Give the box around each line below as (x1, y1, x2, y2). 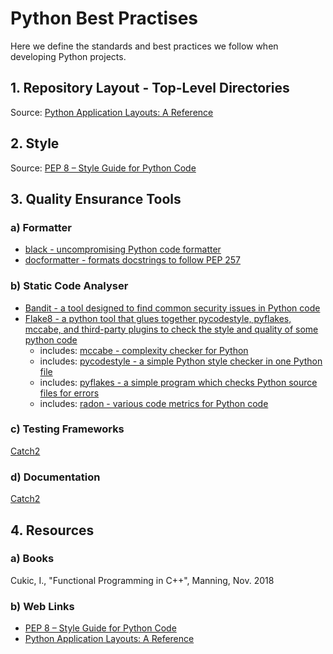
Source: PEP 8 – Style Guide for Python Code (10, 162, 197, 174)
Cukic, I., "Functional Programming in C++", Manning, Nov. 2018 (10, 574, 275, 586)
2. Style (10, 135, 60, 152)
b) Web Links (10, 599, 75, 613)
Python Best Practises (10, 7, 199, 30)
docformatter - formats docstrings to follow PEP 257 (24, 254, 242, 266)
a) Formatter (10, 220, 72, 234)
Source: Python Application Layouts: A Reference (10, 106, 214, 118)
